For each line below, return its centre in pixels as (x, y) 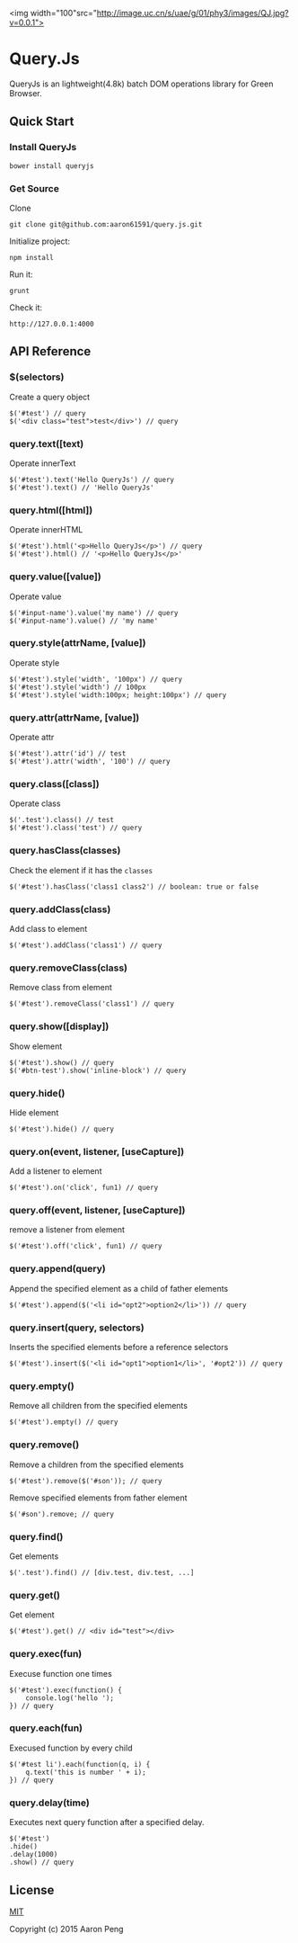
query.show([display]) (59, 1026)
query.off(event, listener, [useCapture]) (97, 1211)
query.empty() (42, 1386)
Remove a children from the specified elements (96, 1464)
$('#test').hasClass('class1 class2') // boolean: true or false (134, 886)
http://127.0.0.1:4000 (52, 324)
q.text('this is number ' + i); (86, 1772)
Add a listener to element (56, 1171)
